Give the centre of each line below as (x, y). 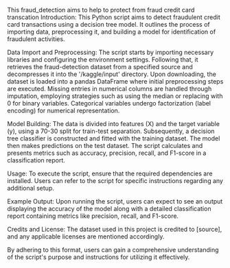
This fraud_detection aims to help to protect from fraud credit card (101, 10)
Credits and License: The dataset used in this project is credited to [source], (115, 229)
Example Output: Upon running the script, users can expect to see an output (115, 201)
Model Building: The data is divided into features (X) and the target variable (113, 124)
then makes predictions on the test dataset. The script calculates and (105, 146)
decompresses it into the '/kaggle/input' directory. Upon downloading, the (112, 74)
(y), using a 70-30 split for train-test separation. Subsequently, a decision (111, 131)
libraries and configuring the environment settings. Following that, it (103, 60)
